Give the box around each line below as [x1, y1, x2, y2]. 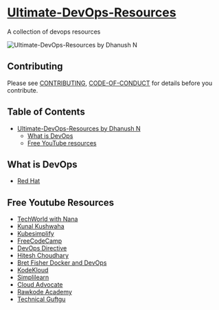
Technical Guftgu [16, 295, 66, 303]
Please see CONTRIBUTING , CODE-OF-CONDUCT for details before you [7, 79, 213, 87]
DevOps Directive [16, 244, 67, 252]
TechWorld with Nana [16, 215, 78, 224]
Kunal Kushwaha [16, 222, 65, 230]
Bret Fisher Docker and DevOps [16, 259, 107, 267]
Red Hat [16, 177, 41, 185]
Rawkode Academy [16, 288, 72, 296]
